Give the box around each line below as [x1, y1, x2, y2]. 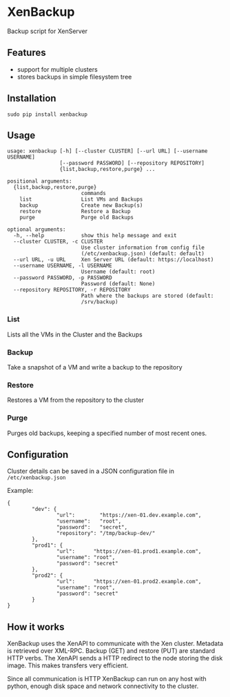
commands [81, 190, 107, 197]
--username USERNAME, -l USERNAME [13, 263, 112, 270]
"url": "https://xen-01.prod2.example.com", [56, 578, 202, 585]
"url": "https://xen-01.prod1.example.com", [56, 548, 202, 555]
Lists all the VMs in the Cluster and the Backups [7, 330, 143, 339]
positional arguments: [7, 178, 72, 185]
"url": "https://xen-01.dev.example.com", [56, 512, 202, 519]
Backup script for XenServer [7, 27, 88, 35]
